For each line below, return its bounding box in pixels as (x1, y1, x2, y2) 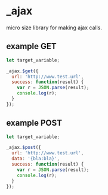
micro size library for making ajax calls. (6, 24, 103, 31)
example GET (6, 41, 57, 51)
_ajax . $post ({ (6, 145, 42, 151)
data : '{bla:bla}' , (11, 156, 60, 162)
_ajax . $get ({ (6, 68, 39, 74)
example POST (6, 118, 63, 128)
